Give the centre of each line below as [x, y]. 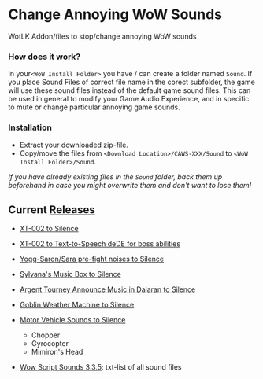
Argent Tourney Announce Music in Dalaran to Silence [107, 289]
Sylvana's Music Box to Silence [70, 274]
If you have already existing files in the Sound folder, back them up [115, 177]
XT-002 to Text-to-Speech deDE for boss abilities [100, 244]
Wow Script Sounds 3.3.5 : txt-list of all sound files [100, 367]
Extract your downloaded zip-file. [74, 145]
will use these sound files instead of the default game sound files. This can [130, 90]
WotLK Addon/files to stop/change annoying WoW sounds [102, 36]
